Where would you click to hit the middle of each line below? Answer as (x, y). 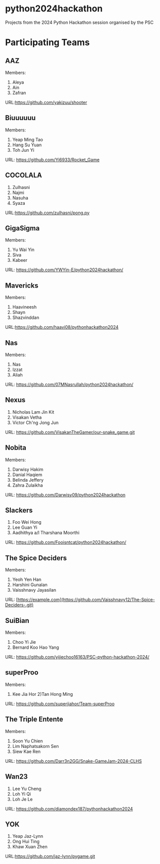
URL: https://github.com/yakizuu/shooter (46, 102)
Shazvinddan (26, 317)
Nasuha (20, 198)
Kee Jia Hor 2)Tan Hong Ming (43, 694)
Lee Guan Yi (25, 527)
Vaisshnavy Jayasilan (34, 590)
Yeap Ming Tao (27, 139)
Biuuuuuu (21, 118)
